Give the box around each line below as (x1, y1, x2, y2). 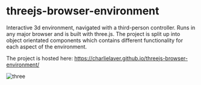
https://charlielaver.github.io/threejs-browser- (74, 54, 188, 62)
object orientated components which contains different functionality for (6, 37, 184, 44)
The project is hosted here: (6, 54, 73, 62)
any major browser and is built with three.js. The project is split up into (6, 30, 181, 37)
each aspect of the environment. (6, 43, 87, 50)
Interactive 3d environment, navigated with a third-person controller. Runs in (6, 24, 196, 31)
